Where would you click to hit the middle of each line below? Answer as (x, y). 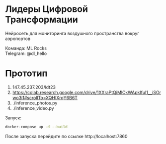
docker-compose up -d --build (37, 127)
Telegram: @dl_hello (26, 53)
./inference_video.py (33, 108)
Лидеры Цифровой (47, 9)
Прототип (26, 73)
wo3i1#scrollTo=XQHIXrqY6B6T (45, 97)
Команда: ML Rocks (26, 48)
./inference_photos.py (35, 103)
